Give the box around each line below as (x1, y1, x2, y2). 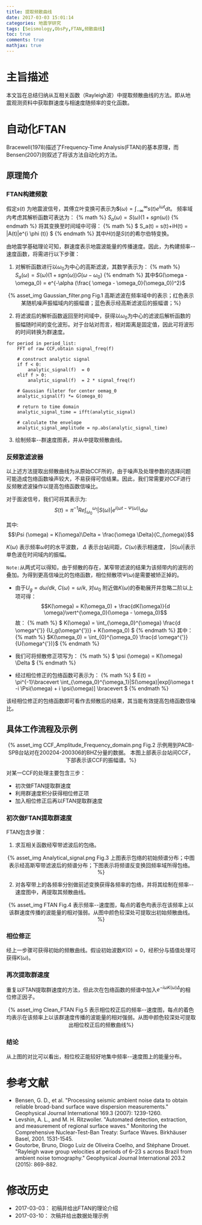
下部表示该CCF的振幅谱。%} (65, 756, 137, 763)
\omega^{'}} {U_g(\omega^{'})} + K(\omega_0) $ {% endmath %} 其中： (14, 626, 194, 634)
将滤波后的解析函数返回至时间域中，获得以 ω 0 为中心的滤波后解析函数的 (14, 312, 191, 321)
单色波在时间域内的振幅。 (6, 551, 70, 558)
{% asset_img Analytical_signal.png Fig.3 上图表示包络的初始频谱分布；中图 (7, 854, 195, 862)
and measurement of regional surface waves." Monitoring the (14, 1122, 167, 1129)
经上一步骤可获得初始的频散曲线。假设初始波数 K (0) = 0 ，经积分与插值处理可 (6, 947, 196, 954)
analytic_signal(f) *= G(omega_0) (17, 393, 103, 399)
